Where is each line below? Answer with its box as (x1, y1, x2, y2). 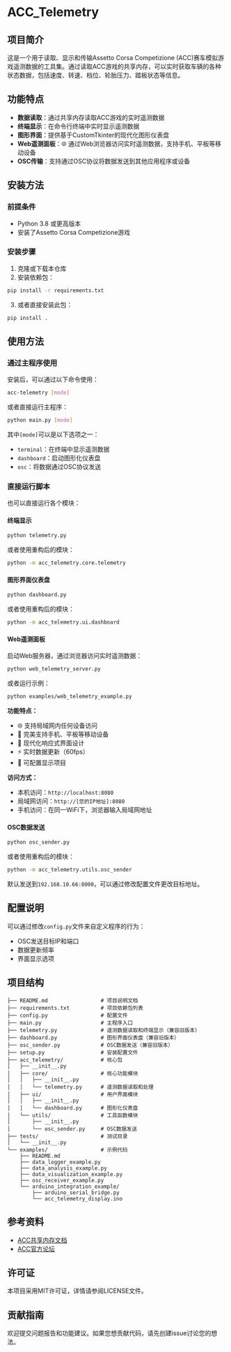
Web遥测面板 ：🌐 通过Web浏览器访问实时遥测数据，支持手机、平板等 (17, 139, 216, 147)
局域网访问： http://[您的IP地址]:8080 (17, 797, 125, 805)
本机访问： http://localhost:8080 (17, 788, 114, 797)
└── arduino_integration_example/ (19, 1183, 120, 1190)
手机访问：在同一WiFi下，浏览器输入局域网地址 (17, 806, 152, 814)
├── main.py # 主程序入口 (7, 1019, 134, 1027)
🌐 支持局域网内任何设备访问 (17, 721, 97, 730)
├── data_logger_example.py (19, 1159, 101, 1166)
